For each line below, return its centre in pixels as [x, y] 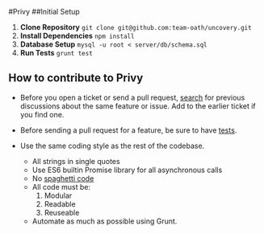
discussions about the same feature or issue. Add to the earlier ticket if [138, 106]
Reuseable [62, 212]
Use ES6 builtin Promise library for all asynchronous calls [127, 170]
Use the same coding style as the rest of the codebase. [112, 146]
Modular [58, 195]
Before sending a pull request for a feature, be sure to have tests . [128, 130]
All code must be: [61, 187]
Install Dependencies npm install [77, 36]
